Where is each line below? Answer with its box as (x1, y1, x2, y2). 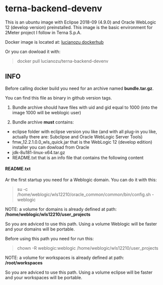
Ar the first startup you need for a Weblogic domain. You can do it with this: (5, 177, 157, 182)
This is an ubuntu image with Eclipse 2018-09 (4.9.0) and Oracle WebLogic (5, 19, 157, 25)
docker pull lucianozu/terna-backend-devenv (17, 58, 109, 64)
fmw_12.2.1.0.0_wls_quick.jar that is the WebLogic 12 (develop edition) (12, 139, 153, 145)
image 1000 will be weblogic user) (12, 109, 82, 115)
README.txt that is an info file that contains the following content (12, 155, 144, 160)
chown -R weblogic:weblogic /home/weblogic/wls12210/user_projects (17, 245, 159, 251)
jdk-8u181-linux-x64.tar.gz (12, 149, 65, 155)
